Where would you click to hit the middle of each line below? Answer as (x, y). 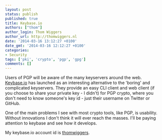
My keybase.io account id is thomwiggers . (47, 133)
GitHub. (13, 104)
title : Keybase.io (24, 23)
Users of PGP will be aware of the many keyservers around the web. (73, 78)
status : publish (21, 14)
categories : (17, 50)
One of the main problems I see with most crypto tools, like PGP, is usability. (81, 113)
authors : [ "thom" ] (24, 28)
